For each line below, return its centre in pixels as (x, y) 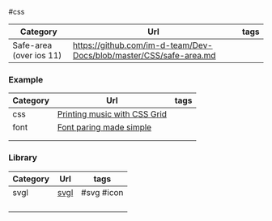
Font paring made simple (104, 127)
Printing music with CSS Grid (112, 114)
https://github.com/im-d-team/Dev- (142, 45)
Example (26, 79)
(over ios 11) (37, 55)
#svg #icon (102, 192)
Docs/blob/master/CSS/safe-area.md (144, 55)
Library (23, 158)
